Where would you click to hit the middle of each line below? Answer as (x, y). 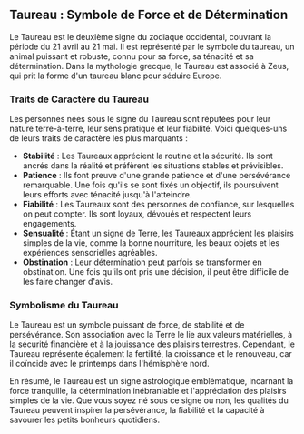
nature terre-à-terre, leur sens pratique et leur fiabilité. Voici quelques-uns (148, 129)
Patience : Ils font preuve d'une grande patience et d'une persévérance (157, 176)
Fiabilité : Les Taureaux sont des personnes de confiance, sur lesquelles (158, 205)
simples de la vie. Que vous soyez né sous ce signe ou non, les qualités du (149, 400)
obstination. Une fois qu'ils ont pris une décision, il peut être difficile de (155, 272)
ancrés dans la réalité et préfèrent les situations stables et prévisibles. (153, 166)
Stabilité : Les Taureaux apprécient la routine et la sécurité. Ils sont (148, 156)
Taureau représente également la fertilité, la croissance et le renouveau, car (151, 354)
